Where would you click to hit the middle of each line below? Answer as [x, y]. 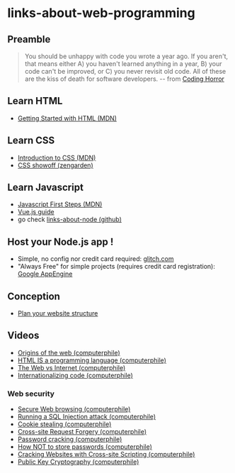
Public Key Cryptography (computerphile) [78, 462]
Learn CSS [31, 141]
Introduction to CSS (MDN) [57, 157]
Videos [23, 336]
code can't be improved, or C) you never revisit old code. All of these [125, 71]
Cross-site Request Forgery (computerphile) [82, 432]
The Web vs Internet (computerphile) [71, 367]
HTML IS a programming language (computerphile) [92, 360]
